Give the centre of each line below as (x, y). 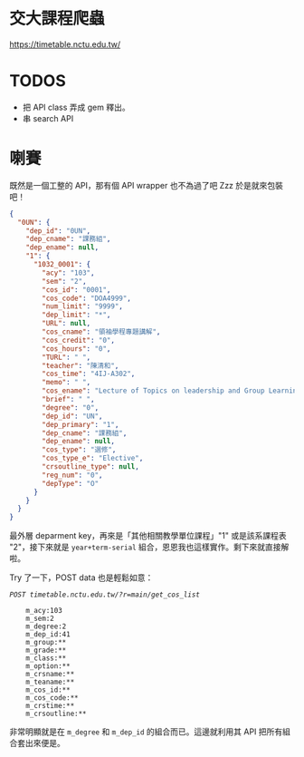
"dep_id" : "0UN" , (58, 231)
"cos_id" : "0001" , (76, 290)
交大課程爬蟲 (57, 19)
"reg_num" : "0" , (72, 475)
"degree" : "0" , (71, 408)
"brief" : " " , (68, 400)
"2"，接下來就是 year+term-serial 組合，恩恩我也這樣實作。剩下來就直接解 (149, 547)
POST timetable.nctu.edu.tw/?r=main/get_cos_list (105, 595)
